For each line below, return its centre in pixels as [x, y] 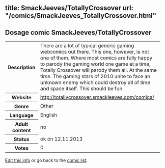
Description [22, 67]
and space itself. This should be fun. [82, 89]
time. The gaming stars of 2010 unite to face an [95, 77]
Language [21, 115]
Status [22, 139]
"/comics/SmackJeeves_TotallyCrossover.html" [81, 16]
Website [22, 97]
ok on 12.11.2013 [61, 139]
